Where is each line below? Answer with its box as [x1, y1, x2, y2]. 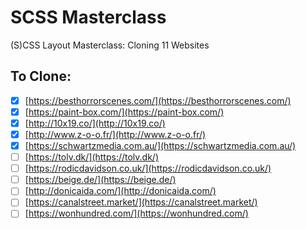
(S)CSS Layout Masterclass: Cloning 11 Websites [10, 39, 210, 51]
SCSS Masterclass [10, 6, 167, 29]
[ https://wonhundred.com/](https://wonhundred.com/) [24, 207, 249, 220]
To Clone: [10, 68, 72, 85]
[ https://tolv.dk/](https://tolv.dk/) [24, 151, 160, 163]
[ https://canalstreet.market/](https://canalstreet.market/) [24, 196, 258, 208]
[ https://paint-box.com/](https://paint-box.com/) [24, 106, 225, 118]
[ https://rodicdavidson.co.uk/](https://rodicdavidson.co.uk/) [24, 162, 272, 175]
